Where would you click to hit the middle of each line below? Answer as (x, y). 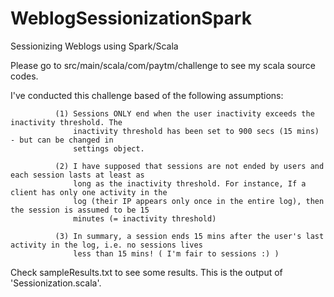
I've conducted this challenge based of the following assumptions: (147, 95)
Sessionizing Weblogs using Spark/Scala (94, 46)
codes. (24, 76)
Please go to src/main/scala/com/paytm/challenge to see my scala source (163, 65)
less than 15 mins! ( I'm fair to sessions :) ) (176, 253)
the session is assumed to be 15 (80, 210)
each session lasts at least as (77, 175)
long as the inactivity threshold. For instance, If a (190, 183)
